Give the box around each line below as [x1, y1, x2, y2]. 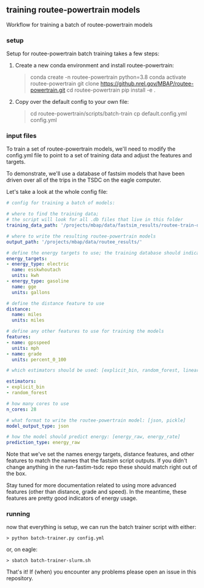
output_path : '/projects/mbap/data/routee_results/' [6, 239, 143, 245]
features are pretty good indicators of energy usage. [6, 494, 138, 502]
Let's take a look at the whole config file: [6, 188, 108, 196]
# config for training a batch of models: [6, 200, 115, 206]
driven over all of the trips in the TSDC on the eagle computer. [6, 176, 161, 184]
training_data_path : [6, 222, 59, 228]
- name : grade [6, 350, 42, 357]
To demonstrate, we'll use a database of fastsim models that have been [6, 170, 185, 177]
